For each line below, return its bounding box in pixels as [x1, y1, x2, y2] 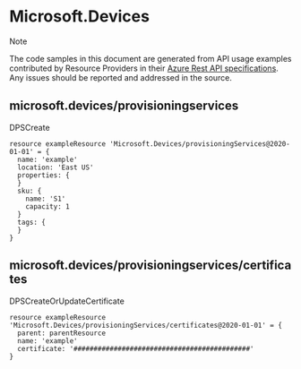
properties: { [17, 170, 70, 180]
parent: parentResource [17, 329, 106, 338]
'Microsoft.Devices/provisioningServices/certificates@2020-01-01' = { [9, 321, 282, 330]
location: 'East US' [17, 163, 94, 172]
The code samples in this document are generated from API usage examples [9, 53, 292, 64]
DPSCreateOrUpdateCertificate [9, 296, 125, 306]
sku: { [17, 186, 42, 195]
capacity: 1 [25, 202, 70, 211]
